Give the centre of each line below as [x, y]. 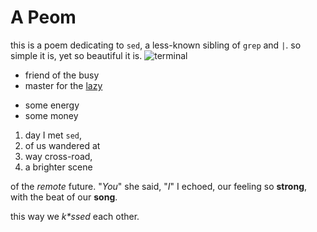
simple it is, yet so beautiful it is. [76, 55]
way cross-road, [58, 156]
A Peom [43, 17]
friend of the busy [62, 75]
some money [51, 115]
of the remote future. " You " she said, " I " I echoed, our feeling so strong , [159, 186]
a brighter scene [58, 167]
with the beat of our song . [64, 197]
